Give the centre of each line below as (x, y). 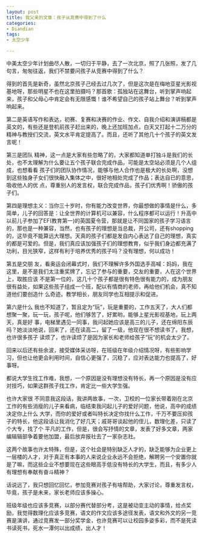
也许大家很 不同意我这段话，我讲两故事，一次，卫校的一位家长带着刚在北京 (100, 398)
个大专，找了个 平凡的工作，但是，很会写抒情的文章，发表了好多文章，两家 (100, 429)
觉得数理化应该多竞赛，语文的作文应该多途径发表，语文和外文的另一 (107, 513)
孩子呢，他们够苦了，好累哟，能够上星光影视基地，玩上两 (125, 315)
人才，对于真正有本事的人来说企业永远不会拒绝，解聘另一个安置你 (109, 457)
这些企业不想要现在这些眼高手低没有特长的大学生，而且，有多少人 (114, 464)
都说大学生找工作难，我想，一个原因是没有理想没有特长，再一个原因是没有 (99, 378)
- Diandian (20, 29)
